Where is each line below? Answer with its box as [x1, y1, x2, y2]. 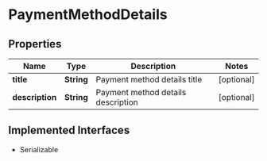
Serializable [19, 144, 59, 154]
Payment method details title [95, 74, 203, 85]
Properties [8, 37, 62, 51]
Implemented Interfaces [8, 124, 130, 137]
